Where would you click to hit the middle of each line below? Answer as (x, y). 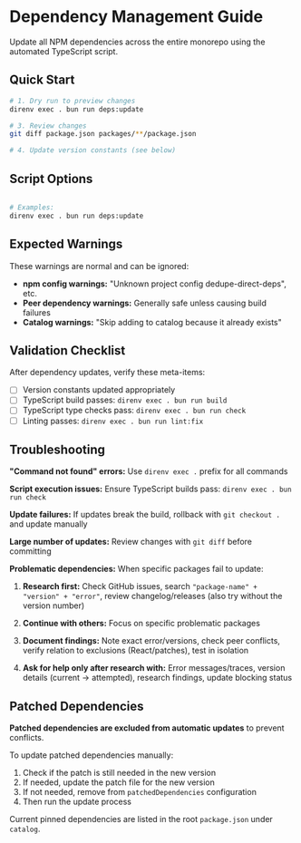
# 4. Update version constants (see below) (93, 150)
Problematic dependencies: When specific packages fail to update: (137, 569)
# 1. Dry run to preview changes (73, 101)
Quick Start (42, 80)
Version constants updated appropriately (99, 390)
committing (30, 551)
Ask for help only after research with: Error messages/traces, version (154, 668)
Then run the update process (77, 802)
